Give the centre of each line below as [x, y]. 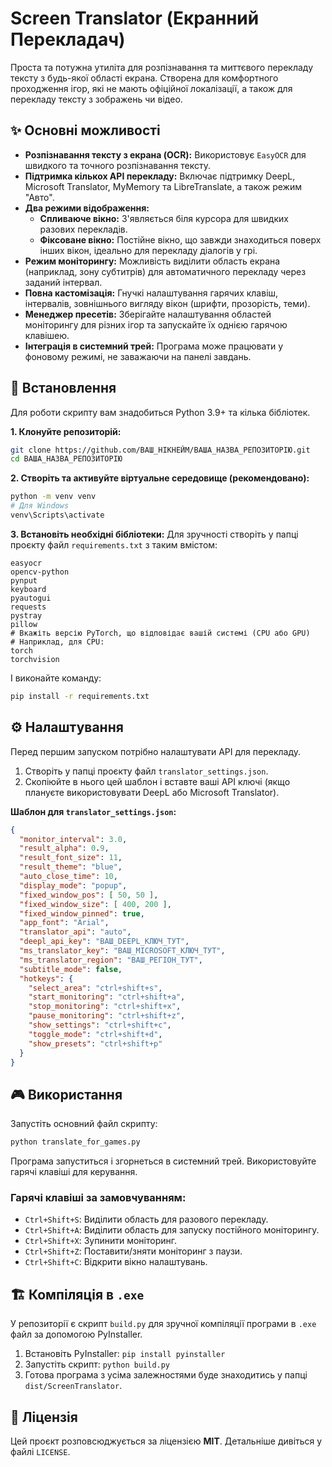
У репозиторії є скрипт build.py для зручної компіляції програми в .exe [163, 1324]
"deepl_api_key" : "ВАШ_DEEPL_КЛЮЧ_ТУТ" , [104, 942]
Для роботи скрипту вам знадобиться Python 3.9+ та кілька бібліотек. [160, 412]
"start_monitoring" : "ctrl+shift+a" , [107, 997]
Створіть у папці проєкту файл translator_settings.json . [146, 771]
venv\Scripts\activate [57, 515]
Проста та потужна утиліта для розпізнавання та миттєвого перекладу [161, 67]
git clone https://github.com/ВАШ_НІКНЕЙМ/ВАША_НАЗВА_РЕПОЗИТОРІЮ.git [160, 450]
